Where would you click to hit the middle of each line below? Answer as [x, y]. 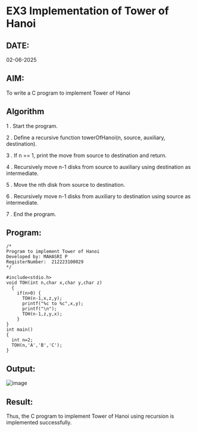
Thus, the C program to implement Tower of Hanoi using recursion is [90, 416]
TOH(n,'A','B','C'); [37, 345]
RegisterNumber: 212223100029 [45, 262]
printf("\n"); [40, 309]
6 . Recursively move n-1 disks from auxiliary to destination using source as [98, 196]
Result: [20, 402]
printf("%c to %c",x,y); [53, 304]
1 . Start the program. [32, 126]
